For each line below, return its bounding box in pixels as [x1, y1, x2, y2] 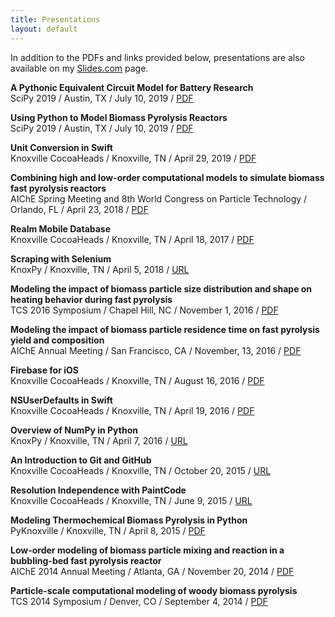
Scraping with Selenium [10, 252, 112, 265]
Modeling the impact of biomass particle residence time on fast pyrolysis [10, 323, 320, 335]
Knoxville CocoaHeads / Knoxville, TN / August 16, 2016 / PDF [10, 374, 265, 386]
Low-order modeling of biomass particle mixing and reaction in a [10, 544, 285, 556]
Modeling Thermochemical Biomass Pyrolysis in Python [10, 514, 248, 526]
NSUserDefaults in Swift [10, 394, 113, 406]
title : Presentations [10, 14, 101, 25]
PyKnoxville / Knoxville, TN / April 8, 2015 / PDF [10, 524, 206, 536]
